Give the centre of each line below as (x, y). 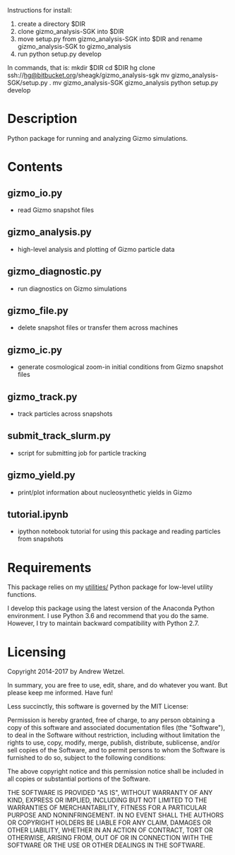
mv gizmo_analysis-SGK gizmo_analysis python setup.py (135, 83)
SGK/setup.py (28, 83)
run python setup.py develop (60, 54)
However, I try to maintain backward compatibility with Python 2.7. (103, 623)
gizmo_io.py (35, 193)
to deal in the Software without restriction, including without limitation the (114, 735)
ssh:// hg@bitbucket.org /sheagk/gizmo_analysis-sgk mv (89, 75)
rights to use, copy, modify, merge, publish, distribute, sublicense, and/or (114, 743)
